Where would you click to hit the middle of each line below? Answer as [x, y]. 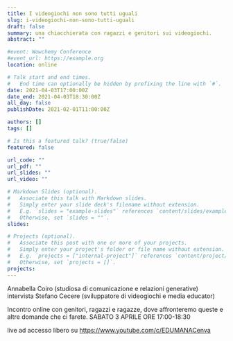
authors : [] [24, 122]
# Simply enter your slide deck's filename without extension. [103, 204]
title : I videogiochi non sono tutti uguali [72, 14]
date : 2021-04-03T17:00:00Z [48, 90]
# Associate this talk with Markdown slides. [77, 198]
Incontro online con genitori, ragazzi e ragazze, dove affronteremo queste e [115, 309]
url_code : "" [26, 160]
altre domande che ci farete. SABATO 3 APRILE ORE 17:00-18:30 [99, 317]
